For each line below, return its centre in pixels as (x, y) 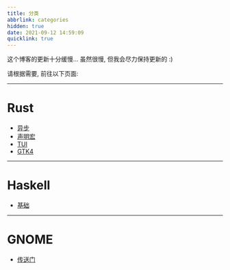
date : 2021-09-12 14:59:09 (46, 32)
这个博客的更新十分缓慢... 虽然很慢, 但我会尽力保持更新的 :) (90, 59)
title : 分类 (23, 13)
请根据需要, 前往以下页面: (43, 74)
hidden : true (26, 26)
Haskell (29, 186)
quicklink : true (30, 39)
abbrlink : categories (38, 20)
